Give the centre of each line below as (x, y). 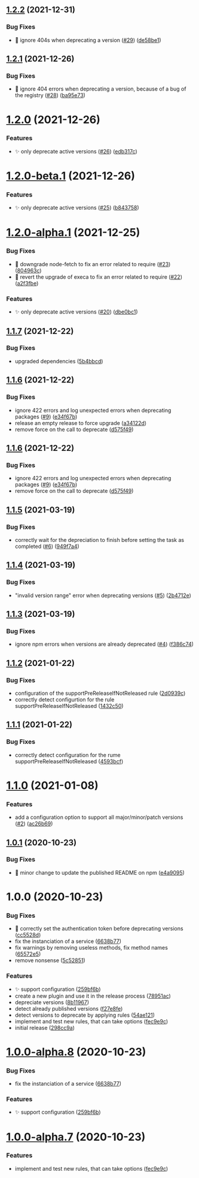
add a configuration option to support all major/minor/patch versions (99, 817)
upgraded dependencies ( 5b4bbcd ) (59, 361)
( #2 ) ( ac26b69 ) (34, 824)
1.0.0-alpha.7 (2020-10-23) (76, 1137)
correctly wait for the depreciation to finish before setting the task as (99, 540)
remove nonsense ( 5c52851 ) (50, 960)
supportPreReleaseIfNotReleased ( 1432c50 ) (69, 706)
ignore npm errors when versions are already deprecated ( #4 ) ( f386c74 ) (104, 644)
